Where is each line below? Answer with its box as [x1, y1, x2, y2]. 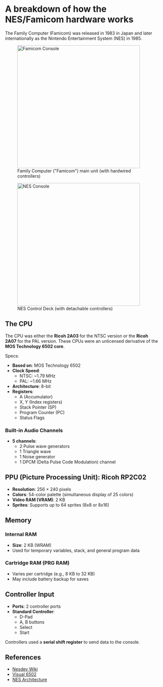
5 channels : [12, 438, 37, 444]
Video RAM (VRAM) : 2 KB [12, 497, 65, 503]
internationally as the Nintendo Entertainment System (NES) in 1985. [5, 35, 142, 41]
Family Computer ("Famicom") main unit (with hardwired [17, 168, 131, 174]
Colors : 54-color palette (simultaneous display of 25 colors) [12, 491, 134, 497]
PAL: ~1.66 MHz [19, 378, 52, 384]
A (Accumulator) [19, 393, 53, 399]
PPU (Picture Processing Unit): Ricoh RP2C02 [5, 473, 147, 481]
